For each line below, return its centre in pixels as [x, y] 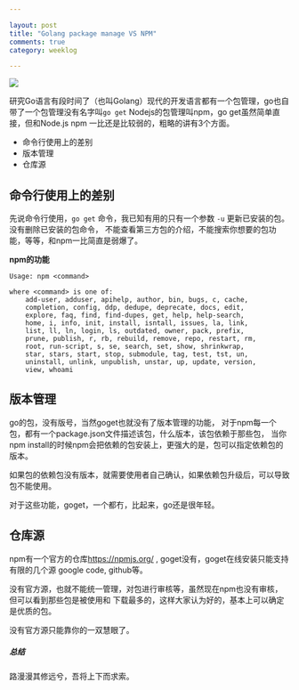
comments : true [37, 42]
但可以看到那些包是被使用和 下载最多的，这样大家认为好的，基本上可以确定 [147, 600]
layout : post [33, 25]
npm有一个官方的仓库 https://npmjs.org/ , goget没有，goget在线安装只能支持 [149, 558]
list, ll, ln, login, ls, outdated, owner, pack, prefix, [135, 331]
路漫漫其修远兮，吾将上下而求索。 [72, 676]
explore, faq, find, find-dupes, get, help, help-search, [135, 316]
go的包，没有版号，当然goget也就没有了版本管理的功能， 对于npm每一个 [143, 422]
